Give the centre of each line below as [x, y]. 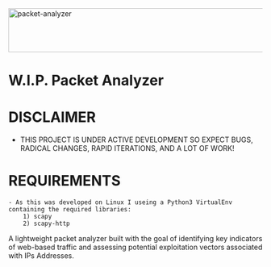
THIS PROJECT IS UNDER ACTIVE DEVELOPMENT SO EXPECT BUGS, [137, 140]
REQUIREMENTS [65, 181]
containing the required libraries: [70, 210]
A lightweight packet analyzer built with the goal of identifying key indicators [135, 239]
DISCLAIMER [52, 117]
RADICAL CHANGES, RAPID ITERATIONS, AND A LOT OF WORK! [127, 148]
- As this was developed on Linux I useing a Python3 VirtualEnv [120, 202]
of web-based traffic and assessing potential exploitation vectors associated [135, 247]
